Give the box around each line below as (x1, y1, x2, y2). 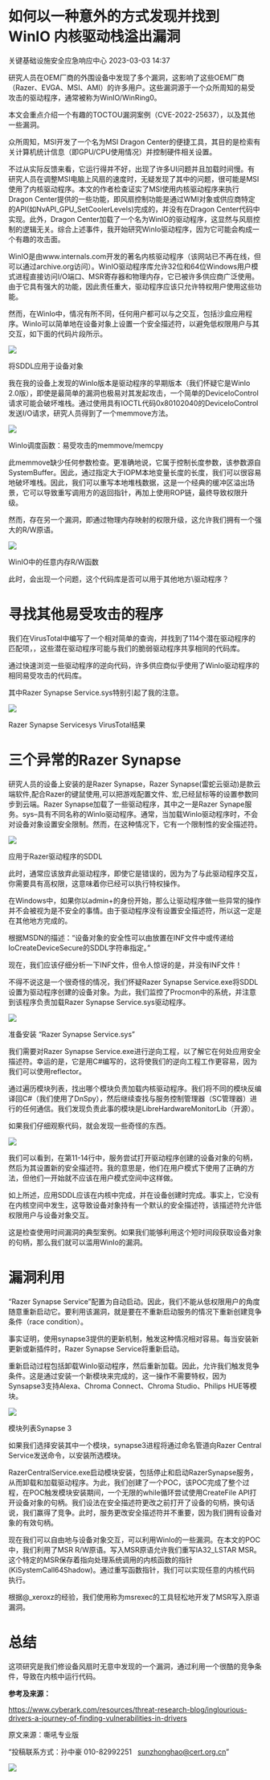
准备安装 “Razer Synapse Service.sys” (8, 1029, 135, 1039)
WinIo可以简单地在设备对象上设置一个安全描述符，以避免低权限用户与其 (22, 318, 260, 328)
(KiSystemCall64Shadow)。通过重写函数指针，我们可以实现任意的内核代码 (8, 1565, 256, 1574)
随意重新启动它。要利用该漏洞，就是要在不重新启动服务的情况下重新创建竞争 (8, 1306, 262, 1316)
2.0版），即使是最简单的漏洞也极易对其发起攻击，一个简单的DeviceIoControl (8, 388, 259, 398)
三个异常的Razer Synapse (8, 751, 182, 769)
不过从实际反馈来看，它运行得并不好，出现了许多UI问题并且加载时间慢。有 (8, 164, 256, 174)
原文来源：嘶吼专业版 (8, 1729, 79, 1739)
